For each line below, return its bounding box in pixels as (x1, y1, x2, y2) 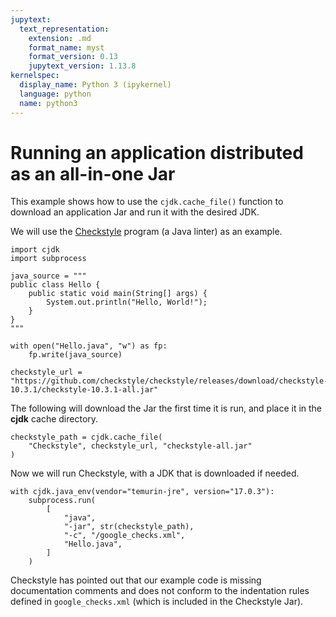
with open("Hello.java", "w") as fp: (10, 341, 168, 351)
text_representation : (19, 24, 110, 34)
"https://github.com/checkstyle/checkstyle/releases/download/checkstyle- (10, 376, 329, 386)
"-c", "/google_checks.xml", (63, 531, 186, 541)
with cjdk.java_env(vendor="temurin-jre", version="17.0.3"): (10, 487, 275, 497)
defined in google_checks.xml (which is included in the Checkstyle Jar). (10, 596, 304, 608)
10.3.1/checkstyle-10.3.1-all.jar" (10, 385, 159, 395)
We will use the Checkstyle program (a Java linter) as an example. (10, 226, 283, 238)
